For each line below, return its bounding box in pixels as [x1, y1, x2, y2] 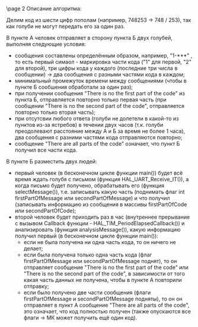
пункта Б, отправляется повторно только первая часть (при [14, 96, 167, 103]
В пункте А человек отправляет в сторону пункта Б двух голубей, [6, 34, 173, 41]
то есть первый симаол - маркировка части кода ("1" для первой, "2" [14, 59, 191, 65]
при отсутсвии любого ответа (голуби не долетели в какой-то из [14, 115, 179, 122]
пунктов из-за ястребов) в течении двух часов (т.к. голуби [14, 121, 164, 128]
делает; [23, 245, 43, 252]
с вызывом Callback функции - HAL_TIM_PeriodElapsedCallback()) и [14, 220, 185, 227]
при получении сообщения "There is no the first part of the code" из [14, 90, 185, 97]
